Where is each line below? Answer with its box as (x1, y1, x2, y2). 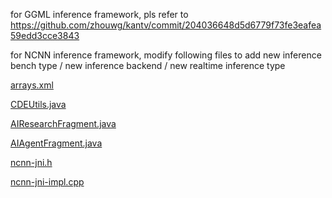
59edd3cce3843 (10, 30, 80, 41)
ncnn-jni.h (10, 157, 53, 168)
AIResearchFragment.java (10, 118, 117, 129)
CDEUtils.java (10, 99, 67, 110)
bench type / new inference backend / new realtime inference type (10, 60, 286, 71)
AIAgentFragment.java (10, 137, 103, 149)
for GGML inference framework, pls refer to (10, 9, 189, 20)
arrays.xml (10, 79, 54, 91)
